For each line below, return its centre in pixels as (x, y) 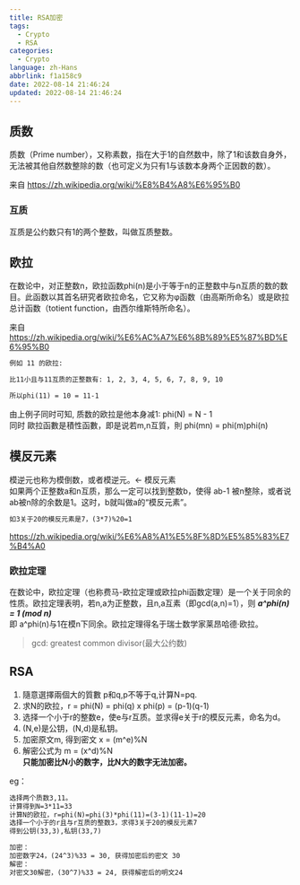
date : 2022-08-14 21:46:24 (60, 84)
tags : (19, 26)
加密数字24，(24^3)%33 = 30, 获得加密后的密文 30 (95, 856)
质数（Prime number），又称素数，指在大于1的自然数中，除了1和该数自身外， (150, 154)
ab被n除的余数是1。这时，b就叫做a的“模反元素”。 (101, 502)
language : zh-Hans (43, 68)
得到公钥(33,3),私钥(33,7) (56, 831)
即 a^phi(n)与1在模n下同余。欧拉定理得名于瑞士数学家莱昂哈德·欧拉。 (137, 624)
